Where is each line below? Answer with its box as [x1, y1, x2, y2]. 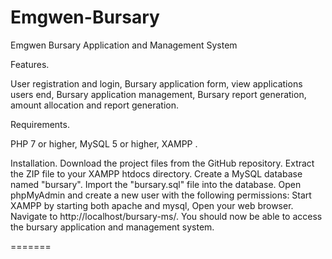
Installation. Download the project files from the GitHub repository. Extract [10, 157, 315, 169]
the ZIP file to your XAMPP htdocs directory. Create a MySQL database [10, 167, 303, 180]
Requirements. [10, 118, 70, 130]
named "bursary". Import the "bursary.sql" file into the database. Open [10, 178, 302, 190]
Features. [10, 58, 50, 70]
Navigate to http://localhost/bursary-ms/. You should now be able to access [10, 210, 323, 222]
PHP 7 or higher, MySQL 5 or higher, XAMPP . [10, 137, 198, 150]
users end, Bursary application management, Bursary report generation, [10, 88, 307, 100]
